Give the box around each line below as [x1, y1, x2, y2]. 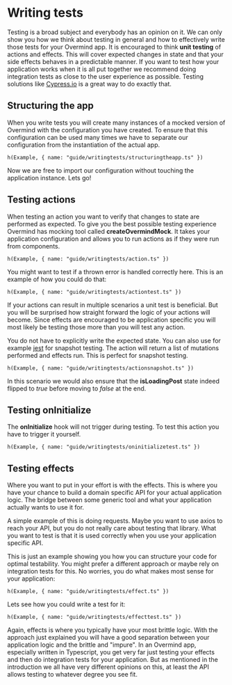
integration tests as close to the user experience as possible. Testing [7, 72, 204, 81]
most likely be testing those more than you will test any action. [7, 322, 185, 331]
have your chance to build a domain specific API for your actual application [7, 489, 222, 497]
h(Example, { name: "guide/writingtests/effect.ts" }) [7, 588, 169, 595]
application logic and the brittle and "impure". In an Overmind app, [7, 640, 197, 649]
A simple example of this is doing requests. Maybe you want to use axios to [7, 517, 223, 525]
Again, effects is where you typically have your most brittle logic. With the [7, 626, 218, 634]
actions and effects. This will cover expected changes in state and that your [7, 50, 224, 58]
